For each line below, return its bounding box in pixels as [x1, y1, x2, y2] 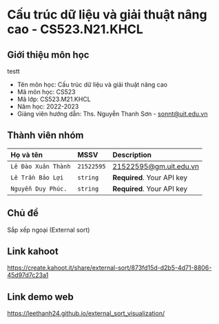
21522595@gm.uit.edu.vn [112, 162, 200, 171]
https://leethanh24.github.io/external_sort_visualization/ [7, 310, 165, 318]
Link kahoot [7, 246, 59, 257]
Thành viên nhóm [7, 129, 84, 141]
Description [112, 150, 152, 160]
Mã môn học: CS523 [17, 88, 76, 96]
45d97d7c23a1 [7, 271, 49, 279]
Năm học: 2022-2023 [17, 102, 79, 110]
